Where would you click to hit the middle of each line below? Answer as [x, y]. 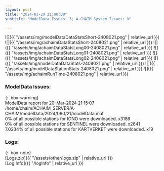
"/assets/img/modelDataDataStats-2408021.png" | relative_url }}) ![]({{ [83, 64]
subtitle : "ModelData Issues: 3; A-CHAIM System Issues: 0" [68, 19]
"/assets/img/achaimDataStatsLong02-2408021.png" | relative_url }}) [82, 58]
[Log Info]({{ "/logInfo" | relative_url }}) [44, 163]
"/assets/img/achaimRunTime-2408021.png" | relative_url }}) [67, 74]
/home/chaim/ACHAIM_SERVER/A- [40, 108]
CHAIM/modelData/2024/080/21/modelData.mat [54, 113]
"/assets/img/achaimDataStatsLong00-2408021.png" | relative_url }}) [82, 48]
